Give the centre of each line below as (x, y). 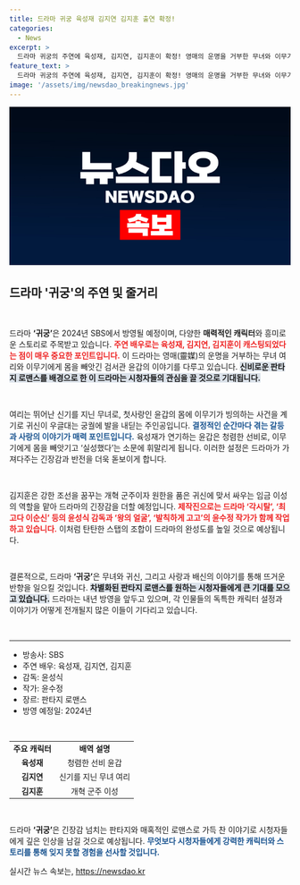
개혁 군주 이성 (95, 791)
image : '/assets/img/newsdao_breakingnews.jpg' (100, 85)
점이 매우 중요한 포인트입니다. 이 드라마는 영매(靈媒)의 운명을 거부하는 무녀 (148, 356)
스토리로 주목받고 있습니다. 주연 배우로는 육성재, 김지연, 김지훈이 (130, 345)
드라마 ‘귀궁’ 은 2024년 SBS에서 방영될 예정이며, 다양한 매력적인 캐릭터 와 (136, 333)
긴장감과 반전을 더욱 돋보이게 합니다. (103, 459)
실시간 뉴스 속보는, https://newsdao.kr (77, 872)
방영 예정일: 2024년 (57, 711)
